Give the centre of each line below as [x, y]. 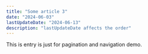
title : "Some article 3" [37, 11]
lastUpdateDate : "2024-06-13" [44, 22]
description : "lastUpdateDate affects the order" [69, 28]
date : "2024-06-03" [30, 17]
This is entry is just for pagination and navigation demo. [74, 45]
